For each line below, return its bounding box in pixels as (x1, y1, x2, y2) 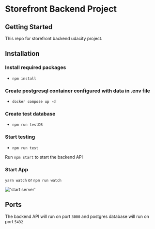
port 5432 (5, 218, 23, 224)
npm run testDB (12, 122, 43, 127)
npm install (12, 76, 36, 81)
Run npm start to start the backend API (5, 154, 83, 160)
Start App (5, 166, 28, 173)
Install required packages (5, 64, 66, 71)
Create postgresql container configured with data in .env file (5, 87, 150, 94)
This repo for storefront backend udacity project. (5, 35, 103, 41)
